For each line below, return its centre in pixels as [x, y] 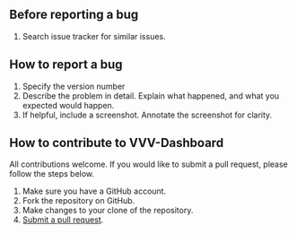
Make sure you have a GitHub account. [94, 191]
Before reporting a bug [74, 15]
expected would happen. [68, 105]
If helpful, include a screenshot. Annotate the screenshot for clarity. [147, 115]
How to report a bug [66, 65]
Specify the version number [74, 86]
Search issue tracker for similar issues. [94, 36]
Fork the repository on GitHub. [79, 201]
